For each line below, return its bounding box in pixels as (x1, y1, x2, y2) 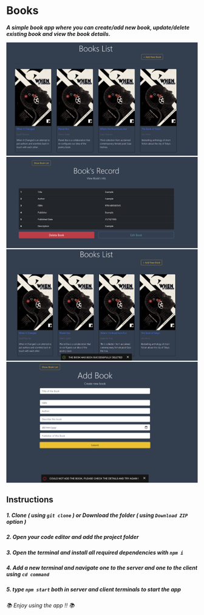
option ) (6, 518, 27, 525)
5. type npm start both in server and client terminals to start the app (6, 586, 181, 593)
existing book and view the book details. (6, 30, 111, 37)
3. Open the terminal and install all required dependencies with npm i (6, 549, 184, 556)
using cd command (6, 571, 50, 578)
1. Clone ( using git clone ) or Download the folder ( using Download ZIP (6, 512, 188, 519)
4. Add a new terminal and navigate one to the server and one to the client (6, 564, 198, 572)
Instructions (6, 495, 53, 505)
